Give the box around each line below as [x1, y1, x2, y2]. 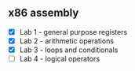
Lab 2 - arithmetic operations [19, 35, 115, 46]
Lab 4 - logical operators [19, 54, 100, 63]
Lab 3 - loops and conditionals [19, 45, 119, 54]
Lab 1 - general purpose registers [19, 27, 128, 36]
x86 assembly [8, 6, 79, 20]
